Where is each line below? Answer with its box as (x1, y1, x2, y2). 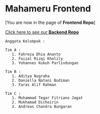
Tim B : (5, 69, 21, 74)
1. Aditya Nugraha (11, 73, 50, 79)
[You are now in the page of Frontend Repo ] (5, 19, 96, 25)
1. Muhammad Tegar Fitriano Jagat (11, 95, 83, 100)
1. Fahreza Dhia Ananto (11, 52, 61, 57)
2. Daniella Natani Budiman (11, 78, 70, 83)
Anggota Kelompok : (5, 38, 46, 44)
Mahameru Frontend (5, 3, 91, 14)
